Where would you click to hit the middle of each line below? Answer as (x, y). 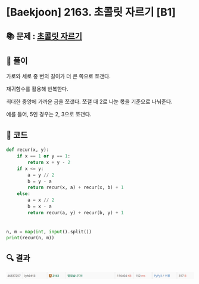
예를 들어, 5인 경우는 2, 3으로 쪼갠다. (49, 115)
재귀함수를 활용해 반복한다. (37, 89)
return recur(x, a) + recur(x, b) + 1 (76, 188)
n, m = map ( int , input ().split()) (49, 231)
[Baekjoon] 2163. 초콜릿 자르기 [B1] (91, 12)
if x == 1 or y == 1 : (43, 156)
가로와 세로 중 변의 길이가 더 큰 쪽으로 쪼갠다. (59, 76)
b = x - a (40, 206)
